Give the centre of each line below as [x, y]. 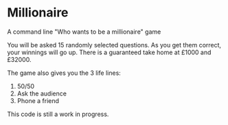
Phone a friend [38, 100]
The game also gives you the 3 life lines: [64, 73]
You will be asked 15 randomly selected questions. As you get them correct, [114, 45]
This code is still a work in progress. [58, 114]
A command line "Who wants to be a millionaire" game [84, 32]
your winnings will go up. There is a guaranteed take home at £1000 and [109, 52]
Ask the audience [42, 93]
